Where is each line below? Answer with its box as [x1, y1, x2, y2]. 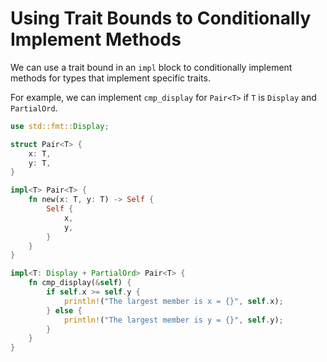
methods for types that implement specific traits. [10, 72, 211, 84]
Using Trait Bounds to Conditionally [10, 7, 312, 30]
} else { [46, 305, 83, 316]
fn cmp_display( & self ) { [28, 278, 132, 288]
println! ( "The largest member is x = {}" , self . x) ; [63, 296, 284, 306]
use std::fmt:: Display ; [10, 121, 110, 131]
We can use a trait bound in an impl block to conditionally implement [10, 61, 293, 73]
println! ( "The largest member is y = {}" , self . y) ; [63, 315, 284, 325]
